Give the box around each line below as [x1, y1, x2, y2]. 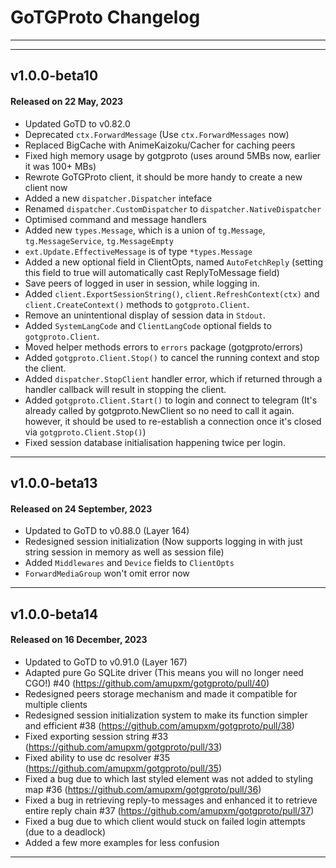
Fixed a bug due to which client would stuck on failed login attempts [24, 815, 306, 827]
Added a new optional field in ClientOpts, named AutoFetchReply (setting [24, 256, 324, 268]
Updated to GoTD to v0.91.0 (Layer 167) [24, 656, 188, 668]
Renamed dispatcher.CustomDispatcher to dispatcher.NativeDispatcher [24, 202, 322, 215]
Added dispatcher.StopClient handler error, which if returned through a [24, 372, 323, 385]
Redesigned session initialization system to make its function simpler [24, 709, 308, 721]
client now [24, 181, 68, 193]
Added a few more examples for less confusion [24, 836, 220, 848]
